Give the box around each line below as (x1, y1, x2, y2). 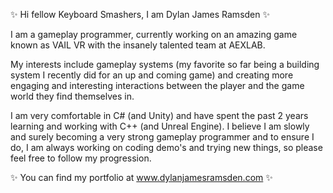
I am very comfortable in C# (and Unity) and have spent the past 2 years (10, 110, 309, 121)
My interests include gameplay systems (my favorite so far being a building (10, 59, 320, 70)
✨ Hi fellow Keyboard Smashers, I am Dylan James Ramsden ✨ (10, 9, 270, 20)
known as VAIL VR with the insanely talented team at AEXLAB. (10, 39, 266, 51)
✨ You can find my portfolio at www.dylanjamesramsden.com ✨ (10, 172, 273, 183)
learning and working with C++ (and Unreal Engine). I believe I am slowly (10, 120, 310, 132)
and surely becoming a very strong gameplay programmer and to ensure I (10, 131, 315, 143)
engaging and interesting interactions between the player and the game (10, 80, 305, 91)
